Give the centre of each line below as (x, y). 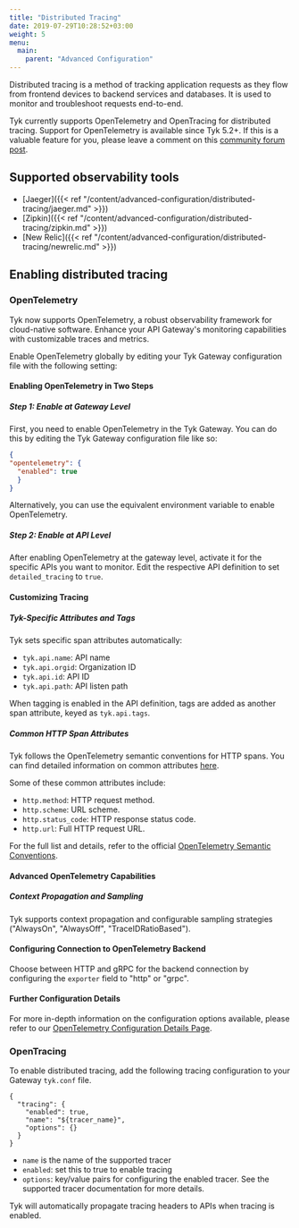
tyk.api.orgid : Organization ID (79, 666)
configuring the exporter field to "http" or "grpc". (99, 978)
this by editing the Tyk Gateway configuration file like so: (113, 438)
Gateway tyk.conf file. (50, 1080)
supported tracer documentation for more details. (113, 1189)
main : (28, 51)
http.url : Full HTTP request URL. (83, 828)
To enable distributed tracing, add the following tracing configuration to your (149, 1071)
